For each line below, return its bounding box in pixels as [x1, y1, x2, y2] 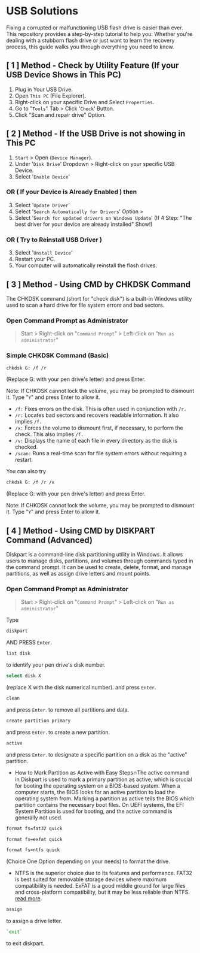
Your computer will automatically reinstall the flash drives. [14, 262, 157, 269]
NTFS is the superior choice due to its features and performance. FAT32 [14, 870, 193, 877]
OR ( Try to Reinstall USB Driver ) [6, 235, 103, 244]
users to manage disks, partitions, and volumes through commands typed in [6, 557, 193, 564]
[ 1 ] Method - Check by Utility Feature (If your [6, 60, 179, 71]
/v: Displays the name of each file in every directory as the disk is [14, 437, 178, 444]
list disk [6, 651, 31, 656]
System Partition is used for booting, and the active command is [14, 807, 173, 815]
